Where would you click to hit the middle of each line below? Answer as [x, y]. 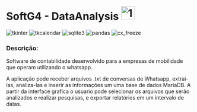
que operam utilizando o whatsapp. [50, 68]
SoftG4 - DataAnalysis [63, 16]
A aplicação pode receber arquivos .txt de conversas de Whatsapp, [88, 79]
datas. [14, 104]
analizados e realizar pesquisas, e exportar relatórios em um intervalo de [95, 98]
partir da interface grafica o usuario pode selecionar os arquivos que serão [98, 91]
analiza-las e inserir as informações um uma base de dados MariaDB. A [103, 85]
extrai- [180, 79]
